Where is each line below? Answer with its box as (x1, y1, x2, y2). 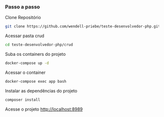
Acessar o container (5, 70, 46, 75)
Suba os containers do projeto (5, 51, 66, 57)
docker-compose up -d (5, 61, 49, 66)
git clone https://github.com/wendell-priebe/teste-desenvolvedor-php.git (5, 24, 161, 29)
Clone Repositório (5, 15, 41, 21)
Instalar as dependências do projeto (5, 88, 78, 94)
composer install (5, 97, 41, 102)
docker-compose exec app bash (5, 79, 67, 84)
